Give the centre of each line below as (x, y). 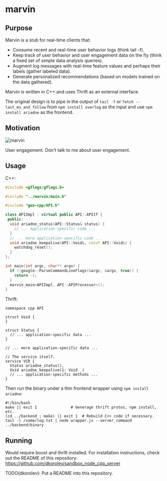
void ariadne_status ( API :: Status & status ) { (57, 224)
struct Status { (22, 331)
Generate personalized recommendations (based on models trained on (86, 76)
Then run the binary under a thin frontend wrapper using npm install (77, 388)
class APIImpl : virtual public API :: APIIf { (54, 215)
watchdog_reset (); (34, 248)
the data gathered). (33, 82)
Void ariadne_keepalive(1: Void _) (47, 370)
